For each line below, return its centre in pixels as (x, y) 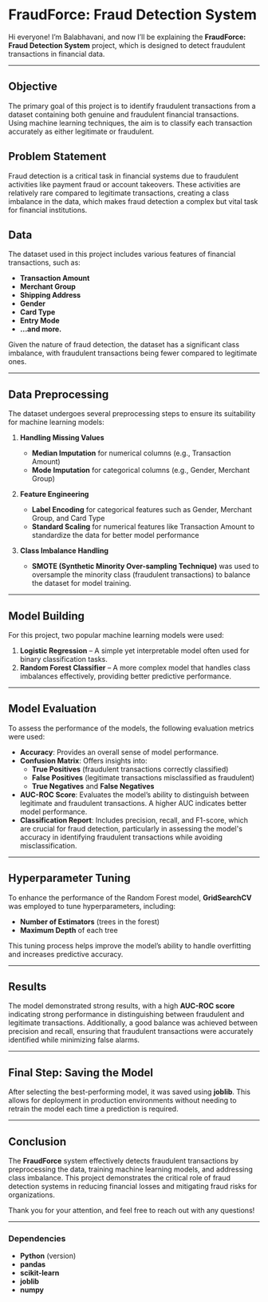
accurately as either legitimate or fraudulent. (81, 131)
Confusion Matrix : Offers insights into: (83, 760)
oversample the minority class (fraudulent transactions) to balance (141, 575)
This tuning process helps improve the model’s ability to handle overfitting (130, 945)
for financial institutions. (48, 210)
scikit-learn (39, 1273)
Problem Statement (57, 156)
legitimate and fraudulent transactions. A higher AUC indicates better (133, 803)
